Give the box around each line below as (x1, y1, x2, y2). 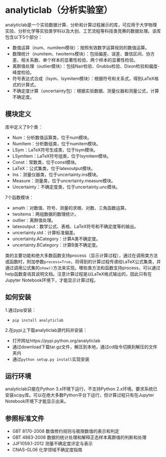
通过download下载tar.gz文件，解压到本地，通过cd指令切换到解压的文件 (12, 344, 158, 350)
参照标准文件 (5, 414, 44, 422)
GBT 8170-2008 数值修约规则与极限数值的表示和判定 (12, 428, 120, 434)
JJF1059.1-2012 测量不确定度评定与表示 (12, 441, 93, 447)
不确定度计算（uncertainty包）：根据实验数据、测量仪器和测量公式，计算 (12, 87, 159, 94)
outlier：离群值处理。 (12, 217, 56, 223)
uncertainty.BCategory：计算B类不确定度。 (12, 242, 100, 248)
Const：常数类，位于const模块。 (12, 159, 80, 165)
